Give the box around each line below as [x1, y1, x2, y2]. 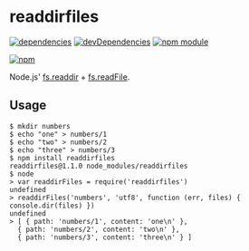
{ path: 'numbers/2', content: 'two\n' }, [17, 225, 180, 234]
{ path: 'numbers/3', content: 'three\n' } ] [17, 233, 193, 242]
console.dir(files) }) [9, 201, 95, 210]
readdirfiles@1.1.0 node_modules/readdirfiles [9, 161, 188, 170]
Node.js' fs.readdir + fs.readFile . [9, 71, 130, 82]
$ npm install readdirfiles [9, 153, 116, 162]
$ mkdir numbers [9, 121, 71, 130]
